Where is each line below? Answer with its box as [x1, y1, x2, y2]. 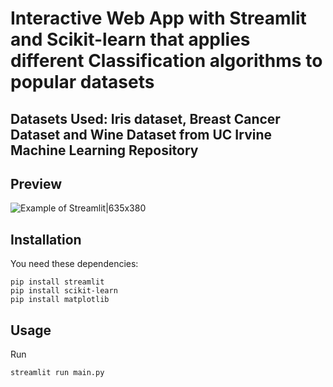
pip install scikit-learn [10, 286, 118, 296]
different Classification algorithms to [10, 50, 323, 72]
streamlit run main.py [10, 368, 105, 378]
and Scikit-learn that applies [10, 28, 251, 51]
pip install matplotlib [10, 295, 110, 305]
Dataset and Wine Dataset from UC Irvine [10, 126, 273, 143]
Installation [10, 231, 82, 248]
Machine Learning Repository [10, 142, 199, 159]
